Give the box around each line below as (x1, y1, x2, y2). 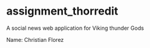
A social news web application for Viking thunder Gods (6, 24, 145, 32)
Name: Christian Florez (6, 36, 64, 43)
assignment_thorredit (6, 4, 119, 18)
